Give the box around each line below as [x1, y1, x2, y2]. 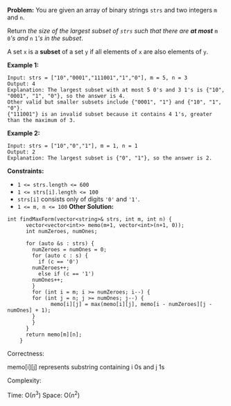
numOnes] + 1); [7, 307, 51, 314]
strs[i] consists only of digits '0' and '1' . [17, 195, 140, 203]
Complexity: [7, 376, 42, 384]
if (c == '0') [37, 258, 79, 265]
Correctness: [7, 350, 45, 357]
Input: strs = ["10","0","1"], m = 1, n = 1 [7, 142, 138, 149]
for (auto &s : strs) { [25, 240, 95, 247]
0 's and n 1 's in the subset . [7, 34, 83, 42]
